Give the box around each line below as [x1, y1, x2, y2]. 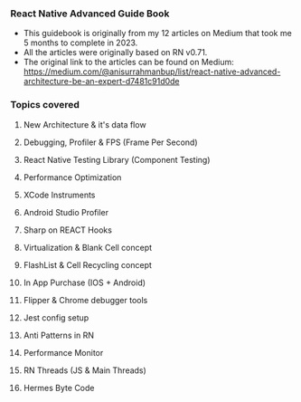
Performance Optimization [23, 171, 122, 183]
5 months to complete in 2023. [23, 37, 138, 48]
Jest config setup [23, 311, 89, 323]
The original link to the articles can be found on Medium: [23, 57, 234, 68]
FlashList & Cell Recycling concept [23, 259, 153, 270]
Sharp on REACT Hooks [23, 225, 112, 235]
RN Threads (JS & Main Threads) [23, 365, 147, 376]
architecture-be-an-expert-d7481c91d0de [23, 76, 180, 87]
